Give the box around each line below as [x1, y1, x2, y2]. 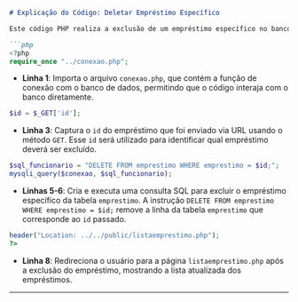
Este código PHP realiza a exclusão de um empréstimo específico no [9, 24, 268, 33]
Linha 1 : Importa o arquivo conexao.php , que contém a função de [21, 73, 257, 83]
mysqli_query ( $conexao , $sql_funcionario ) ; [9, 170, 173, 179]
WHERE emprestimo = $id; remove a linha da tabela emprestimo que [21, 204, 263, 215]
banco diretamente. [21, 91, 94, 102]
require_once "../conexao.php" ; [9, 57, 129, 66]
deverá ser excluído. [21, 144, 98, 155]
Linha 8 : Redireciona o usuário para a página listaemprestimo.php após [21, 255, 284, 266]
